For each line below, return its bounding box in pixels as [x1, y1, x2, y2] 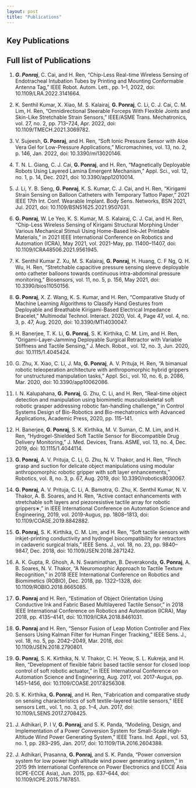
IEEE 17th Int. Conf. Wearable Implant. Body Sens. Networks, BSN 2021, [15, 197, 187, 204]
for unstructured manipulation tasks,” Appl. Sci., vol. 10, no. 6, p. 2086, [15, 372, 185, 379]
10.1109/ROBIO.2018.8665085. [15, 583, 87, 590]
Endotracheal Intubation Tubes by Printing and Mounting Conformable [15, 77, 184, 84]
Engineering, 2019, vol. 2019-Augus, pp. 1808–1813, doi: [15, 511, 149, 518]
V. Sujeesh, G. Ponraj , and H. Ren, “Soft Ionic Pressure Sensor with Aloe [15, 137, 188, 144]
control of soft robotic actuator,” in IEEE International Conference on [15, 667, 178, 674]
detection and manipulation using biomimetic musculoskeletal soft [15, 396, 174, 403]
